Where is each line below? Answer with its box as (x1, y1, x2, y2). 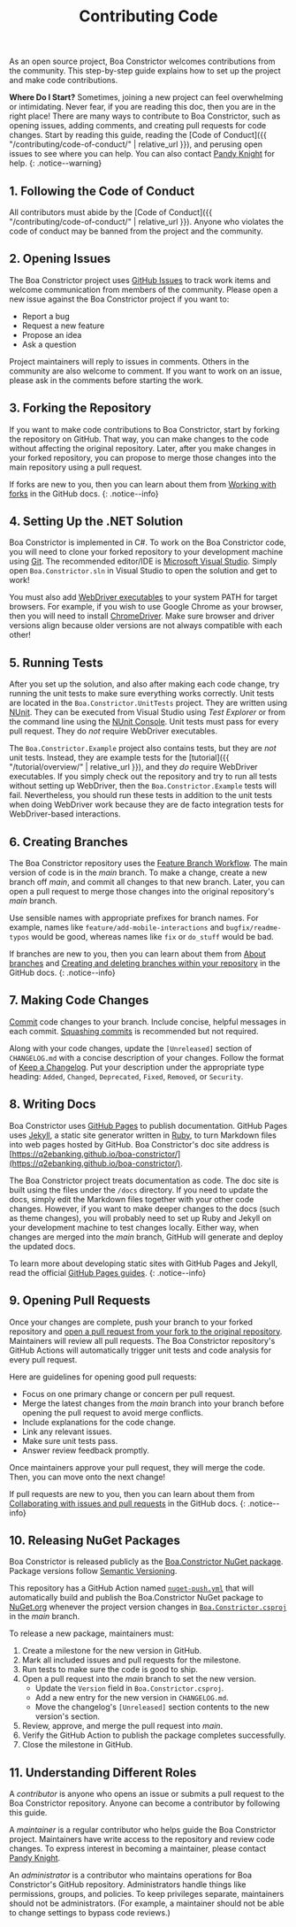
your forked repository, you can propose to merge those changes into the (9, 452, 277, 463)
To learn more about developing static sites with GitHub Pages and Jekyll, (9, 1258, 278, 1269)
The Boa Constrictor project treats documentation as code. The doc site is (9, 1175, 279, 1186)
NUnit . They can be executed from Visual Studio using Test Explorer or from (9, 707, 285, 718)
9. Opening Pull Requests (9, 1294, 151, 1309)
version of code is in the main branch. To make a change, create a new (9, 867, 268, 878)
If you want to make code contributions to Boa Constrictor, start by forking (9, 424, 280, 434)
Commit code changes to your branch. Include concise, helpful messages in (9, 1016, 287, 1027)
